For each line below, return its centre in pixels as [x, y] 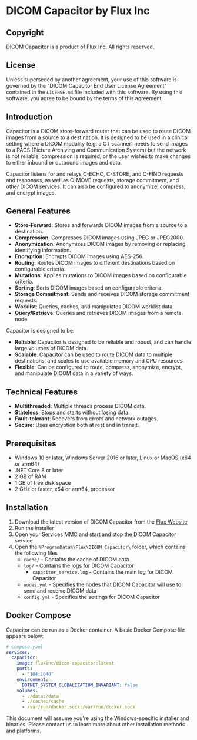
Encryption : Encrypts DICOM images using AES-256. [79, 256]
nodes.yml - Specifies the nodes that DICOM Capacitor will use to [102, 584]
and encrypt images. [31, 192]
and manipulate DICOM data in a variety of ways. [74, 373]
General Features [38, 211]
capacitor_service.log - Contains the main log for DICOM [103, 572]
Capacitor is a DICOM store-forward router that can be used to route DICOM [98, 131]
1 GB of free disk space [43, 483]
